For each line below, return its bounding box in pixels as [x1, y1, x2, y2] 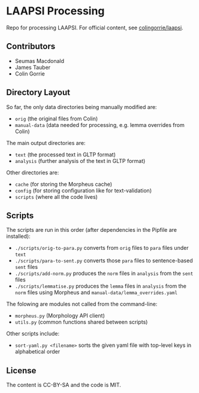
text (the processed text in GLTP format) [14, 151, 116, 158]
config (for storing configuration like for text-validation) [14, 187, 152, 194]
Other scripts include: [6, 330, 60, 337]
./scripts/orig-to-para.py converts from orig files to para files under [14, 244, 189, 252]
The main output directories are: [6, 139, 86, 146]
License [6, 365, 37, 376]
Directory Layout [6, 87, 71, 98]
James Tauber [14, 64, 51, 71]
